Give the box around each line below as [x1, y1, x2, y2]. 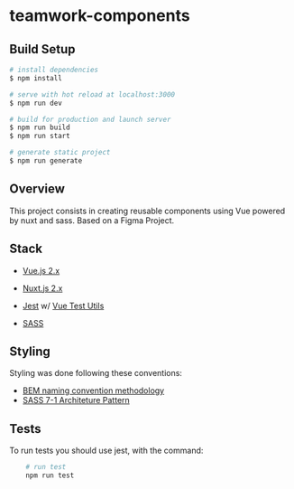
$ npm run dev [9, 99, 63, 108]
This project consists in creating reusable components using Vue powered [9, 205, 286, 216]
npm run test [25, 471, 75, 480]
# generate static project [9, 148, 111, 157]
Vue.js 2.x [22, 265, 60, 276]
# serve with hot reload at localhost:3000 [9, 89, 176, 99]
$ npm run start [9, 132, 70, 141]
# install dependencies [9, 65, 99, 74]
